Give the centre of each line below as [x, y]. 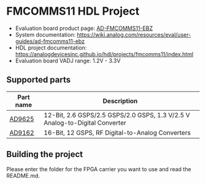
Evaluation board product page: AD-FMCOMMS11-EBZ [84, 28]
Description [120, 101]
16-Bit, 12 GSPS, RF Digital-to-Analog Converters [117, 133]
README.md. [23, 175]
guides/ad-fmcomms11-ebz [50, 41]
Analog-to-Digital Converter [85, 122]
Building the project [45, 154]
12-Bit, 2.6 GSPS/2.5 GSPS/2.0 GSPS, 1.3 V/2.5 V [117, 115]
